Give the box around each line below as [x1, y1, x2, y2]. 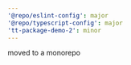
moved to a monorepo [7, 48, 81, 58]
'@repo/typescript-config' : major [7, 19, 124, 27]
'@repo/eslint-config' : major [7, 11, 109, 20]
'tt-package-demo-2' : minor [7, 26, 102, 34]
